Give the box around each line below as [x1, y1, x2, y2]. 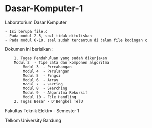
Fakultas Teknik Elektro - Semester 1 [5, 107, 79, 114]
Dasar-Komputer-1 [5, 3, 83, 14]
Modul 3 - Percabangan [23, 64, 72, 69]
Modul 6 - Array [23, 77, 58, 82]
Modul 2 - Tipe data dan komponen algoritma [14, 60, 110, 65]
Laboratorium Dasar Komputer [5, 19, 67, 25]
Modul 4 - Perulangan [23, 69, 70, 74]
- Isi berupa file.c [5, 29, 48, 34]
